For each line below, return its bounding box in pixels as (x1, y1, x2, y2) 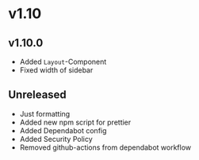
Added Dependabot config (19, 125, 107, 135)
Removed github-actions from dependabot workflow (19, 143, 192, 152)
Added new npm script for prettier (19, 117, 132, 127)
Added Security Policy (19, 134, 93, 143)
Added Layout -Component (19, 57, 107, 66)
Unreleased (8, 88, 67, 102)
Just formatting (19, 109, 71, 118)
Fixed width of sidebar (19, 65, 94, 75)
